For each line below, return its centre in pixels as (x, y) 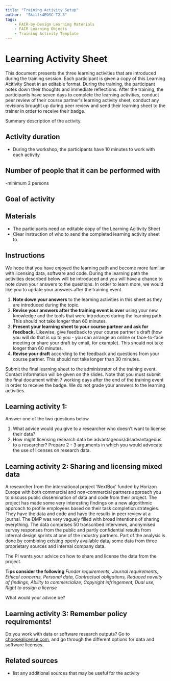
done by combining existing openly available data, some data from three (81, 541)
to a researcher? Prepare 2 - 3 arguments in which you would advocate (88, 445)
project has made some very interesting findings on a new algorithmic (79, 503)
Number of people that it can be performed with (83, 171)
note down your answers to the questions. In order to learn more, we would (84, 284)
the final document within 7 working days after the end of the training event (84, 380)
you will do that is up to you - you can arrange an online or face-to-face (88, 337)
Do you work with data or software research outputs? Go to (68, 634)
